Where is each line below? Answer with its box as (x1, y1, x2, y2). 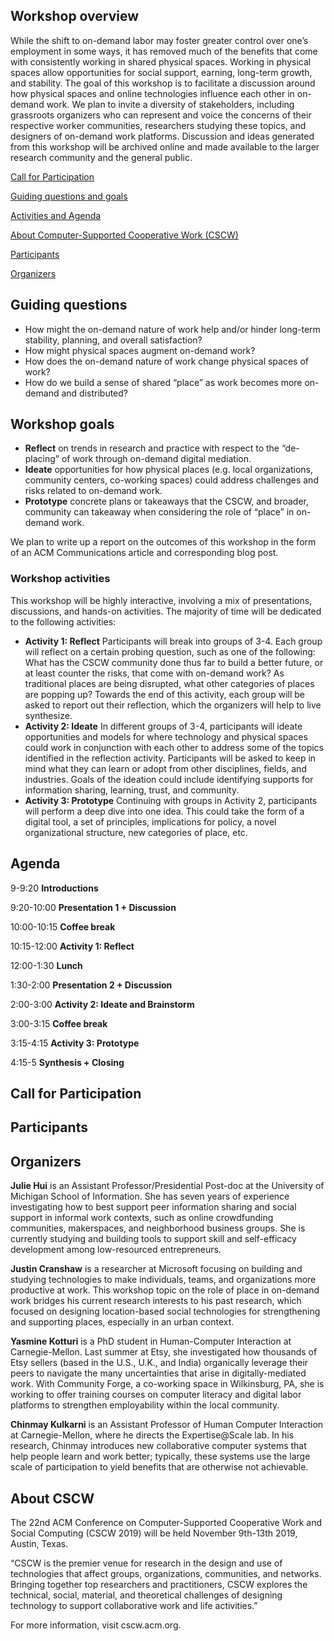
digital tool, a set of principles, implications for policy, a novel (24, 815, 277, 828)
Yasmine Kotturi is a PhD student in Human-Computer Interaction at (10, 1335, 292, 1348)
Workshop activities (10, 572, 111, 586)
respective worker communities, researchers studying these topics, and (10, 119, 307, 131)
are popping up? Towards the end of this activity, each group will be (24, 688, 306, 700)
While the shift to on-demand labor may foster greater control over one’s (10, 34, 309, 46)
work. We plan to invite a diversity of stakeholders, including (46, 98, 295, 110)
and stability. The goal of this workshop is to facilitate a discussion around (10, 77, 316, 89)
